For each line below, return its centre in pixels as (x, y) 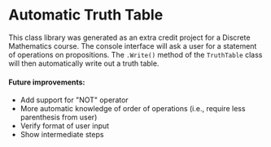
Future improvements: (47, 82)
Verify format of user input (65, 126)
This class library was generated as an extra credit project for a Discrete (129, 37)
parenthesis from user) (59, 117)
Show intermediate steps (62, 135)
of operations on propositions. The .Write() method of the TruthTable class (135, 54)
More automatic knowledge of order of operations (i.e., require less (133, 109)
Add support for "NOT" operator (74, 100)
